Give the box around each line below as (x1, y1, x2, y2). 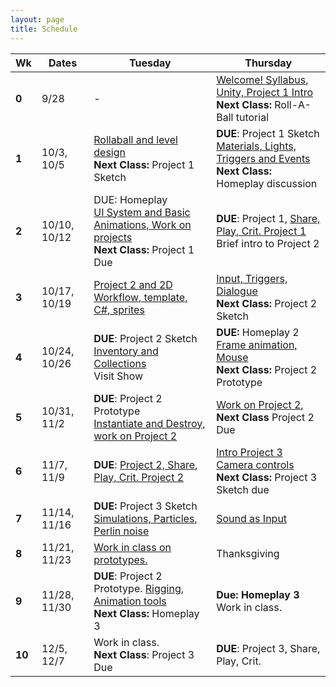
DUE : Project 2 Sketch (93, 331, 198, 345)
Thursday (244, 56, 293, 70)
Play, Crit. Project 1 (216, 224, 307, 238)
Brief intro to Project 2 (216, 236, 320, 250)
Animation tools (93, 594, 167, 608)
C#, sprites (93, 302, 145, 316)
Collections (93, 356, 147, 370)
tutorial (235, 110, 270, 124)
